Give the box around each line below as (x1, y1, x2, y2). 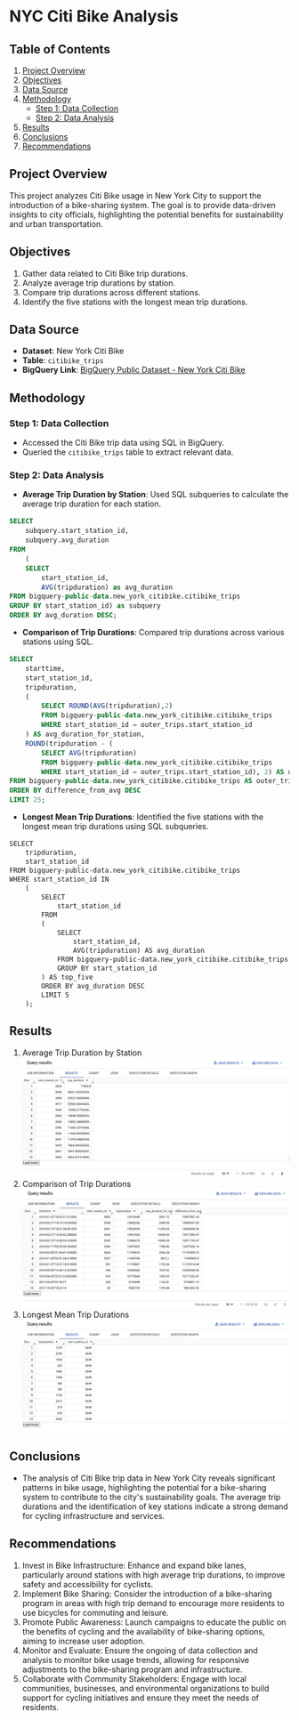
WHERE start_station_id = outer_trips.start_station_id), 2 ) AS (41, 767, 285, 776)
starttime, (25, 664, 66, 673)
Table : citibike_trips (21, 355, 104, 366)
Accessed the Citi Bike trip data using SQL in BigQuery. (21, 438, 225, 448)
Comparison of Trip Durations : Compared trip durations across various (21, 627, 285, 638)
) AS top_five (41, 973, 93, 982)
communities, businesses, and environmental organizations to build (21, 1683, 270, 1693)
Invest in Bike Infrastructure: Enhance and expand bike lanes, (21, 1560, 247, 1571)
